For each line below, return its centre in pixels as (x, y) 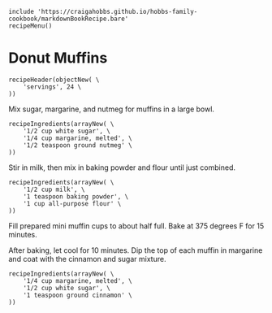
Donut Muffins (58, 58)
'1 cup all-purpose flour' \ (72, 203)
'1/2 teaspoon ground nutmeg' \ (78, 145)
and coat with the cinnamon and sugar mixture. (87, 259)
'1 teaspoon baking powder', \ (76, 196)
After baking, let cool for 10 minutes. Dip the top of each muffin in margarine (136, 250)
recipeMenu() (30, 26)
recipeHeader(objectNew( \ (54, 80)
